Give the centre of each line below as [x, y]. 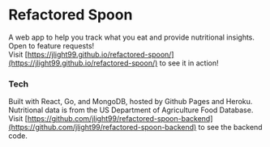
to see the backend [230, 128]
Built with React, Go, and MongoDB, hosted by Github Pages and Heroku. [131, 102]
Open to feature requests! [51, 45]
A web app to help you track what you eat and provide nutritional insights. [132, 37]
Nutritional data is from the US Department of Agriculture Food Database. [131, 110]
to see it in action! [189, 63]
